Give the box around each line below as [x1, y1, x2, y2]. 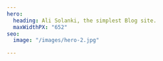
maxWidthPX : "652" [13, 23, 68, 30]
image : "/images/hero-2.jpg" [13, 37, 100, 44]
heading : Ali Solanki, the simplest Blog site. [13, 17, 157, 24]
